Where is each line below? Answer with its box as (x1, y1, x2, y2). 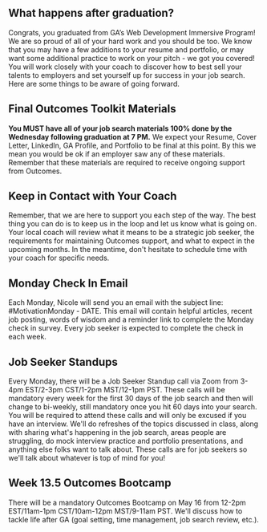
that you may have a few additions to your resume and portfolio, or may (8, 44, 245, 55)
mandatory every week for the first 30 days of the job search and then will (8, 393, 254, 404)
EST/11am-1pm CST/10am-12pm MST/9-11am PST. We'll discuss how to (8, 506, 243, 516)
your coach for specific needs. (8, 253, 110, 263)
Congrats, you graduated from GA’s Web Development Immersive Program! (8, 27, 256, 37)
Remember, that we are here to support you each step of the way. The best (8, 210, 257, 220)
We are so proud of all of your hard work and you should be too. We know (8, 36, 253, 46)
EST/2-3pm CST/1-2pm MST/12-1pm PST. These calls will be (25, 385, 226, 395)
